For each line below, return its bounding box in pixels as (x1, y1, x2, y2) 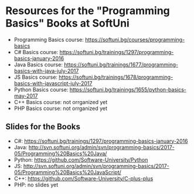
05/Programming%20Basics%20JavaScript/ (13, 169, 121, 176)
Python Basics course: (13, 86, 69, 93)
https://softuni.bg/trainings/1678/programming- (59, 73, 173, 81)
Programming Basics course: (13, 36, 84, 43)
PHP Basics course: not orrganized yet (13, 105, 108, 112)
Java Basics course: (13, 61, 63, 68)
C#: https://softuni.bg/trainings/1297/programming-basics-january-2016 (13, 137, 188, 145)
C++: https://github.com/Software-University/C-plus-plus (13, 175, 154, 182)
